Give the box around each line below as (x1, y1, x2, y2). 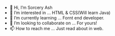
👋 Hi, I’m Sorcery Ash (9, 5, 53, 10)
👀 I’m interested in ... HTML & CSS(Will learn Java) (9, 10, 111, 16)
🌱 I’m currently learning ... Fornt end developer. (9, 15, 105, 20)
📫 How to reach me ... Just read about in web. (9, 26, 104, 31)
